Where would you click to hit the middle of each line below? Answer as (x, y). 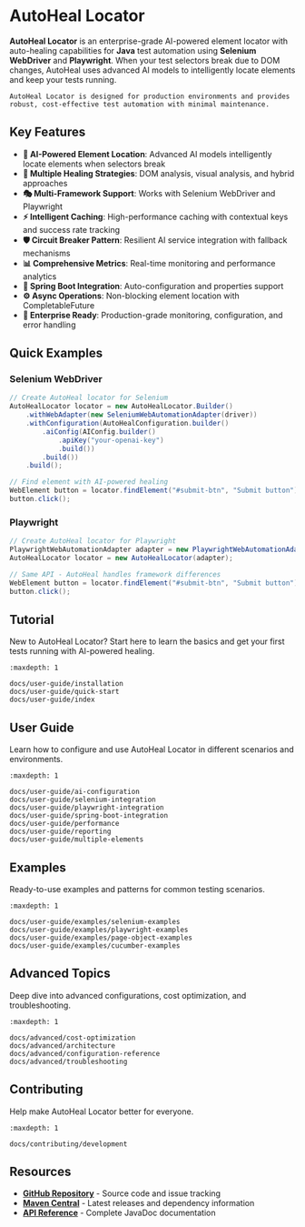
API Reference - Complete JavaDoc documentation (119, 1213)
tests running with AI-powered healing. (82, 651)
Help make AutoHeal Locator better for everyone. (102, 1111)
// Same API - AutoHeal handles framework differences (115, 574)
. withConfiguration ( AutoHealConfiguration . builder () (128, 424)
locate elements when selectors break (94, 164)
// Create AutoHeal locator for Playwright (93, 541)
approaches (45, 183)
